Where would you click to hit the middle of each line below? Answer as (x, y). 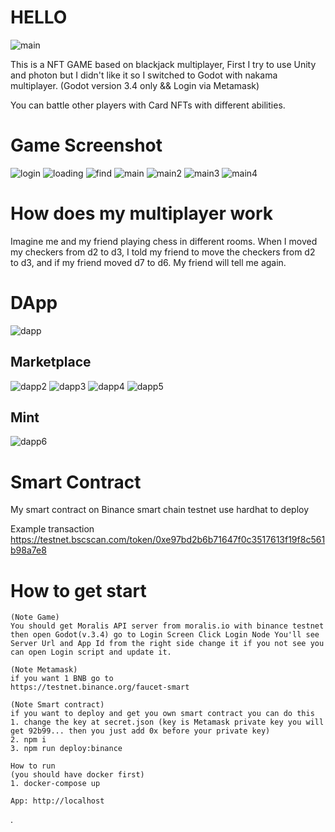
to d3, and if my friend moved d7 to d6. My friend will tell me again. (148, 262)
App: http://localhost (57, 801)
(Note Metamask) (44, 670)
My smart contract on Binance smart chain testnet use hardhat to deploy (160, 510)
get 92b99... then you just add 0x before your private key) (140, 731)
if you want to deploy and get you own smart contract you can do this (162, 714)
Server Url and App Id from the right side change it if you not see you (167, 644)
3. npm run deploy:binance (66, 749)
